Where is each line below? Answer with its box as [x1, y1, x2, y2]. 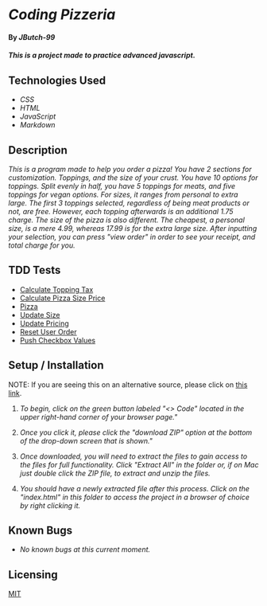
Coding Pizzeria [8, 6, 116, 24]
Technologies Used [8, 73, 106, 87]
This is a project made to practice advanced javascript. [8, 50, 196, 61]
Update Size [19, 310, 60, 319]
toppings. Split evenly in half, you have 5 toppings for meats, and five [8, 182, 236, 190]
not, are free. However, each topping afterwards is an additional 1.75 [8, 207, 234, 216]
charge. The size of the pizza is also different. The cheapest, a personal [8, 215, 245, 225]
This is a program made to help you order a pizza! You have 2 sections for [8, 165, 252, 174]
